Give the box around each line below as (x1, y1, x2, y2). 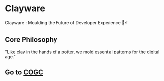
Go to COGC (5, 68, 43, 77)
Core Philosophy (5, 35, 58, 44)
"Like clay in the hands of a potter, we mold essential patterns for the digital (5, 49, 160, 54)
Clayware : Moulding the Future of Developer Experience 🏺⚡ (5, 19, 128, 25)
